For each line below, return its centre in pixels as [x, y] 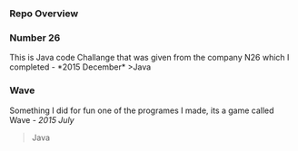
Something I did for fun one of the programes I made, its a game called [142, 110]
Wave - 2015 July [42, 119]
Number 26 [35, 37]
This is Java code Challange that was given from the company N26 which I [149, 58]
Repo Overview [44, 14]
